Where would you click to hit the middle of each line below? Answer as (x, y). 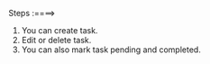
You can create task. (59, 30)
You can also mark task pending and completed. (111, 50)
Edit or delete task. (56, 40)
